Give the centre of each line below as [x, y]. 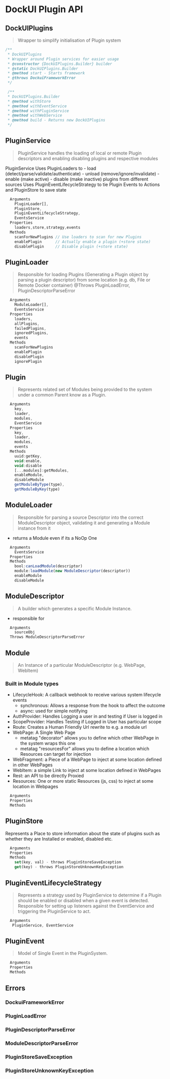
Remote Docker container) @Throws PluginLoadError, [74, 285]
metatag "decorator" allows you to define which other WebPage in [89, 738]
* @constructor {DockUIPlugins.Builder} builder [60, 64]
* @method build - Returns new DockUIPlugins [56, 120]
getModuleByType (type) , [40, 485]
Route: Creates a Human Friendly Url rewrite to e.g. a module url [80, 727]
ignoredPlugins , [32, 333]
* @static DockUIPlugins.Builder [43, 69]
